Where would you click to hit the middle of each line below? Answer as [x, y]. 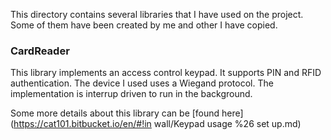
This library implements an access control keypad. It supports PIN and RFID [166, 73]
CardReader [40, 51]
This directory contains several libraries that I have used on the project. [157, 14]
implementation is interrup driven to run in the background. [131, 94]
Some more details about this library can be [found [115, 113]
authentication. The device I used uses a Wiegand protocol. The [142, 83]
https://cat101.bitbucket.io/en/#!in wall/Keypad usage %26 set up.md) [157, 124]
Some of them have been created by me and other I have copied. [144, 25]
